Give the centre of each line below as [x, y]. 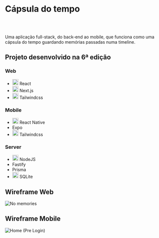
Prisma [19, 170]
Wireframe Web [29, 192]
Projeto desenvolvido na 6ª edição [58, 57]
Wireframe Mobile [33, 219]
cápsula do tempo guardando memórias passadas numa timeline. [70, 42]
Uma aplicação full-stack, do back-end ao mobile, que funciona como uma [80, 37]
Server [13, 147]
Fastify [19, 165]
